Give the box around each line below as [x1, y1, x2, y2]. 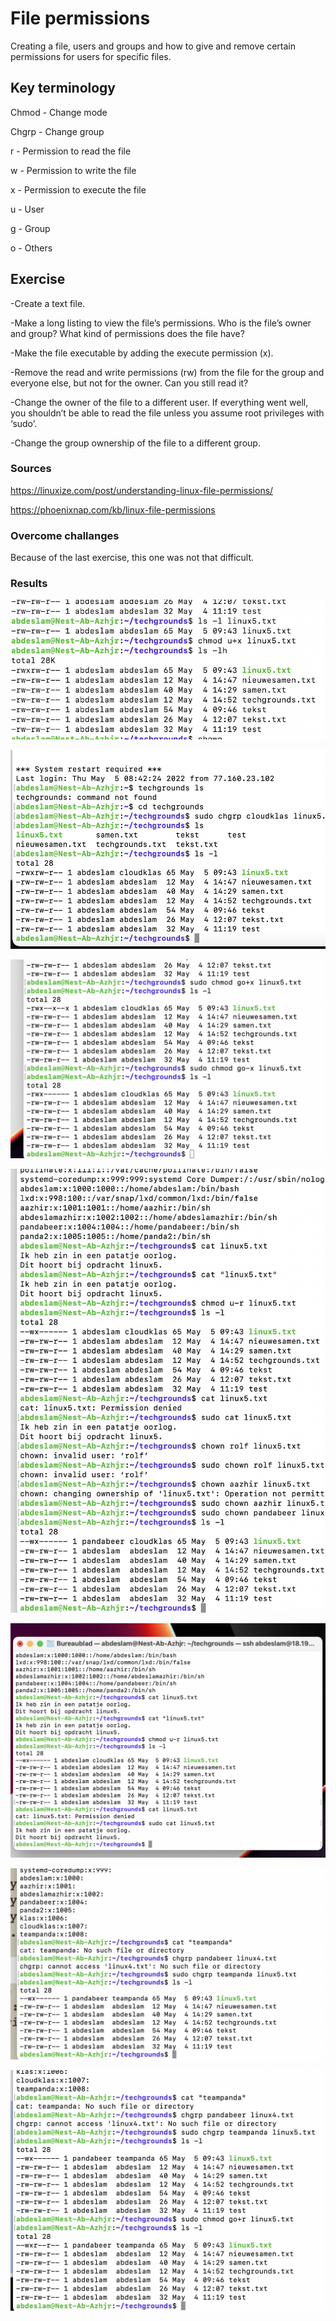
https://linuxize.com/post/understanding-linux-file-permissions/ [10, 484, 274, 496]
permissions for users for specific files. [10, 50, 172, 62]
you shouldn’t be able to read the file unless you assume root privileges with [10, 407, 325, 419]
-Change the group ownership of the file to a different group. [10, 437, 261, 449]
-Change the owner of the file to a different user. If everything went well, [10, 396, 309, 408]
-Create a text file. [10, 297, 86, 309]
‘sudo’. [10, 417, 37, 429]
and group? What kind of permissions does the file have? [10, 327, 245, 339]
